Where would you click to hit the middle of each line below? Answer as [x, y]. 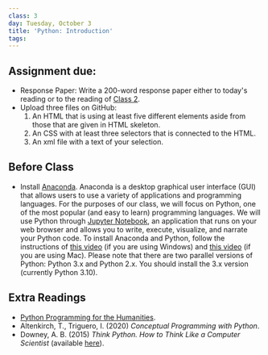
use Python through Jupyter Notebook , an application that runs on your [138, 221]
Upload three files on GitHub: [68, 108]
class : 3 [23, 16]
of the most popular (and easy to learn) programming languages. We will [140, 212]
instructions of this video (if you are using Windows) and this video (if [135, 246]
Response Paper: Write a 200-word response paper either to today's [134, 90]
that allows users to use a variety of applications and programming [131, 195]
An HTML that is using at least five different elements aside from [139, 116]
